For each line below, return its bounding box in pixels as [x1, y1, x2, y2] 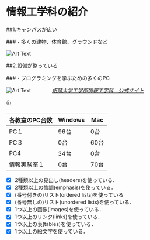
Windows [58, 115, 85, 124]
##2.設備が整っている [6, 62, 58, 69]
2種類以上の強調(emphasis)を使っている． [14, 184, 117, 191]
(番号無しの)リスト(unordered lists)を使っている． [14, 198, 135, 205]
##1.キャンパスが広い [6, 26, 57, 33]
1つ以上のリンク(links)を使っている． [14, 213, 103, 220]
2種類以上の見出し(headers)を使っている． [14, 176, 118, 183]
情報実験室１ [9, 160, 45, 169]
